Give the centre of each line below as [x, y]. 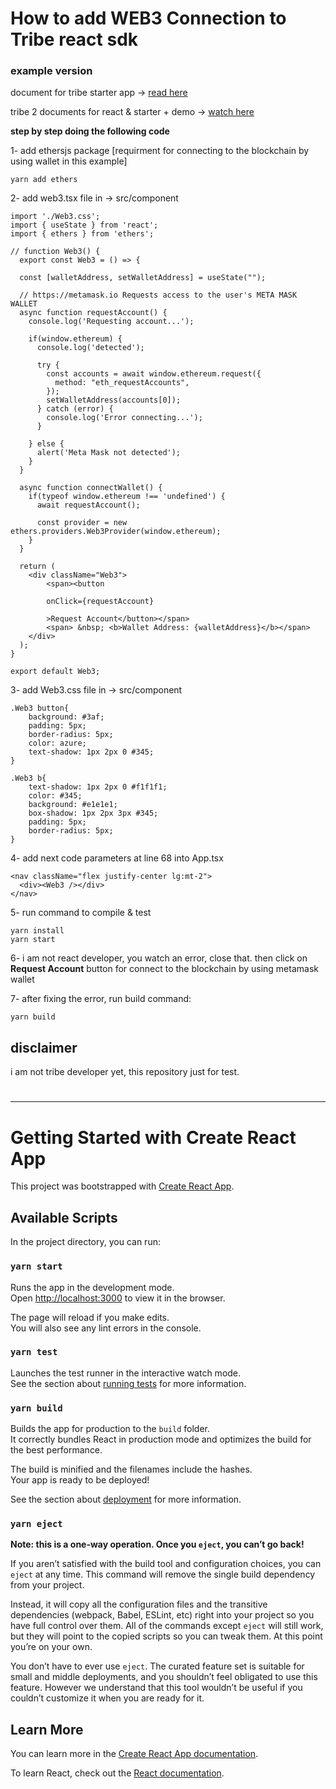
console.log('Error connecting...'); [124, 418]
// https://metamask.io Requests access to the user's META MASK [158, 295]
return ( [37, 567]
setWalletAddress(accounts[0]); [114, 400]
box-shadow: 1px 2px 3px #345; [93, 813]
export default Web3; [55, 672]
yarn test [34, 1352]
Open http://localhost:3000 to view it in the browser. [118, 1298]
